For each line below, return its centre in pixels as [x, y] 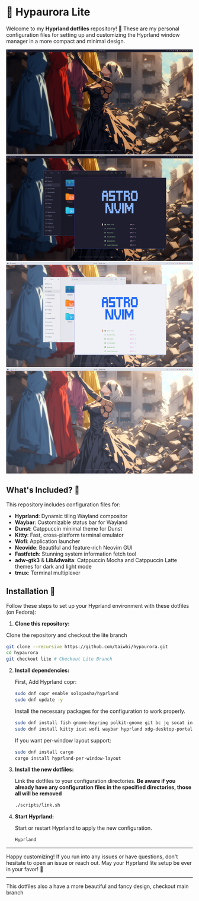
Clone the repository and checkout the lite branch [67, 635]
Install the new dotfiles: [44, 770]
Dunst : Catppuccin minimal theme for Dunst [68, 528]
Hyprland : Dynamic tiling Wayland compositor [71, 516]
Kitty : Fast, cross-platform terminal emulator [69, 535]
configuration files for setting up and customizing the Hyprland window [93, 34]
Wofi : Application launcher [47, 541]
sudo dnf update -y [39, 700]
